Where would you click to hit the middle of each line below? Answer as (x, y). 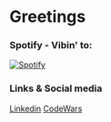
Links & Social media (56, 88)
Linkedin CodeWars (46, 108)
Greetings (48, 17)
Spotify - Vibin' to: (51, 46)
